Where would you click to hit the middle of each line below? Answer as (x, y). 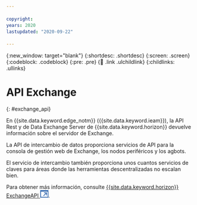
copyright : (20, 19)
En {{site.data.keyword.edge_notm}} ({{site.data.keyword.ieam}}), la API (95, 121)
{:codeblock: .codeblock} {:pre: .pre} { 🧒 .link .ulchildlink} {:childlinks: (90, 62)
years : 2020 (21, 25)
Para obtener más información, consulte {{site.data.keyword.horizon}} (93, 187)
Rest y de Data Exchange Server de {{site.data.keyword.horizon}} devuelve (99, 127)
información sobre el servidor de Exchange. (60, 133)
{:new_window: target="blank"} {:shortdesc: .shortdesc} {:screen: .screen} (98, 56)
